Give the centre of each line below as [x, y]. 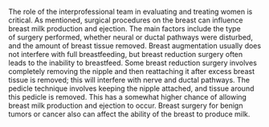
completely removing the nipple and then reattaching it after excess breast [132, 71]
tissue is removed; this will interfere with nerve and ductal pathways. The [129, 80]
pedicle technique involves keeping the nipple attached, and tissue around [131, 88]
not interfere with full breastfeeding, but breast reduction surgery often [126, 54]
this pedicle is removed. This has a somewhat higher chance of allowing [128, 97]
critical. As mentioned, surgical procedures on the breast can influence [126, 20]
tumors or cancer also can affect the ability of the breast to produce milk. [129, 114]
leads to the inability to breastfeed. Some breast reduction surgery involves [132, 63]
